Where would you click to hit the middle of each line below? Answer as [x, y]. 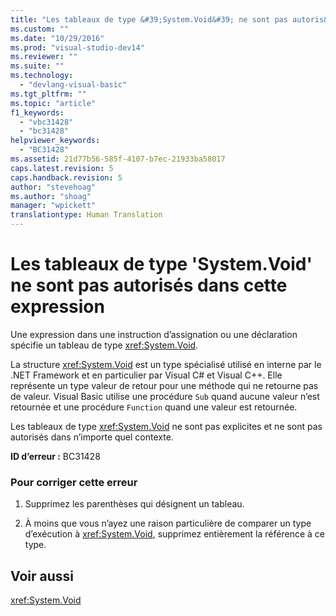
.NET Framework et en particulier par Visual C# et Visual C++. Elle [146, 375]
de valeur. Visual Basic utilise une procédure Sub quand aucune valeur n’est [165, 396]
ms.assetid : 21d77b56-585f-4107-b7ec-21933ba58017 [118, 159]
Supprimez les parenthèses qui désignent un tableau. [134, 504]
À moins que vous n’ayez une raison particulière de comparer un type [168, 523]
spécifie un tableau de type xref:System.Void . [104, 345]
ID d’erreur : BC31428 [55, 456]
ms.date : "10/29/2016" [57, 38]
